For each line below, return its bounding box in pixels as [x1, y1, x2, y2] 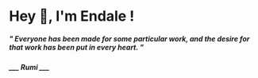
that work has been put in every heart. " [9, 42, 144, 52]
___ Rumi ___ [9, 63, 50, 72]
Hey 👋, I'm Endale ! [9, 7, 135, 25]
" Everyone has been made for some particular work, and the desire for [9, 33, 250, 43]
